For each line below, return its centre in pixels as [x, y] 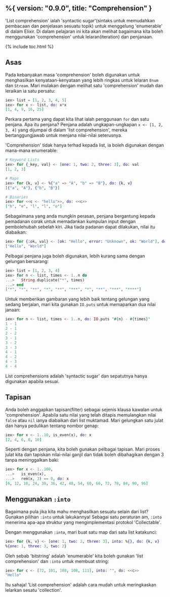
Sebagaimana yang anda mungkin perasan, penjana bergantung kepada [80, 216]
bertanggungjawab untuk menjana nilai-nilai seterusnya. [64, 135]
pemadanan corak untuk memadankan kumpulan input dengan [71, 221]
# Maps [12, 178]
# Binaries [17, 197]
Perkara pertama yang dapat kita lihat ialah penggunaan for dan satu [77, 119]
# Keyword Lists [22, 160]
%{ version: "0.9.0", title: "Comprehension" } [79, 8]
